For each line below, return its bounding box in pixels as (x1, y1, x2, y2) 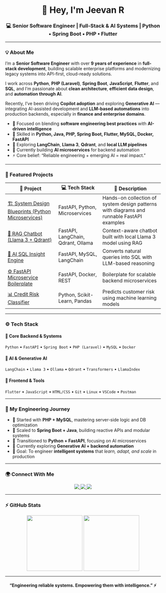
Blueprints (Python (7, 208, 51, 214)
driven (12, 126, 26, 131)
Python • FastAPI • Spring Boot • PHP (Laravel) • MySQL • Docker (5, 344, 136, 350)
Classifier (7, 298, 30, 305)
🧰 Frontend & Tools (5, 378, 45, 383)
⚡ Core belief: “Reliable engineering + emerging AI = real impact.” (12, 152, 146, 158)
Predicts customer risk (102, 289, 155, 296)
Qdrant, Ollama (58, 240, 93, 247)
